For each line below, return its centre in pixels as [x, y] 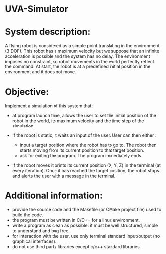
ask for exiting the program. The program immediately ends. [81, 156]
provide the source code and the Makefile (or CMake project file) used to [87, 210]
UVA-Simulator [37, 9]
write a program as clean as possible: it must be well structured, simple [85, 225]
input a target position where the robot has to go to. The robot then [88, 145]
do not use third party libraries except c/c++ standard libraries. [77, 246]
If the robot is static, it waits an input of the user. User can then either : [84, 135]
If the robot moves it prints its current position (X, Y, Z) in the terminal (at [86, 165]
